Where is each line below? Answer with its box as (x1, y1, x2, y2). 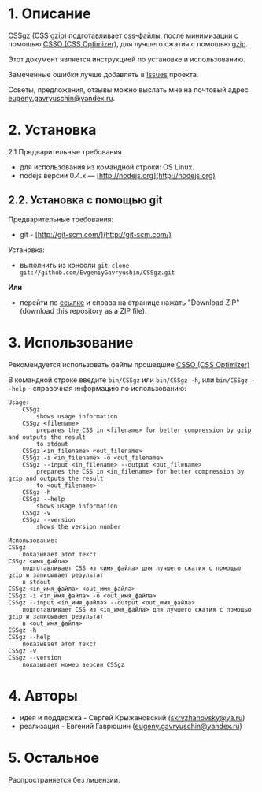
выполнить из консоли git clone (19, 260, 130, 270)
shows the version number (36, 522, 122, 530)
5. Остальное (8, 749, 100, 767)
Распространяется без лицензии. (8, 775, 120, 784)
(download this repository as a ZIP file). (19, 306, 147, 315)
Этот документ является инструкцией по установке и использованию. (8, 54, 245, 64)
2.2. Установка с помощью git (8, 194, 163, 207)
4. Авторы (8, 686, 79, 705)
